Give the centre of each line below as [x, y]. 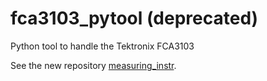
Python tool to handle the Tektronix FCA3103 [102, 46]
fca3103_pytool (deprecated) [134, 18]
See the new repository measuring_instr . [93, 65]
